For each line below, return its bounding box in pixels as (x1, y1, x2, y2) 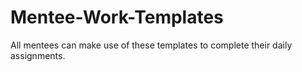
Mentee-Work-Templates (10, 6, 224, 29)
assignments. (10, 49, 66, 61)
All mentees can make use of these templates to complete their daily (10, 39, 293, 51)
